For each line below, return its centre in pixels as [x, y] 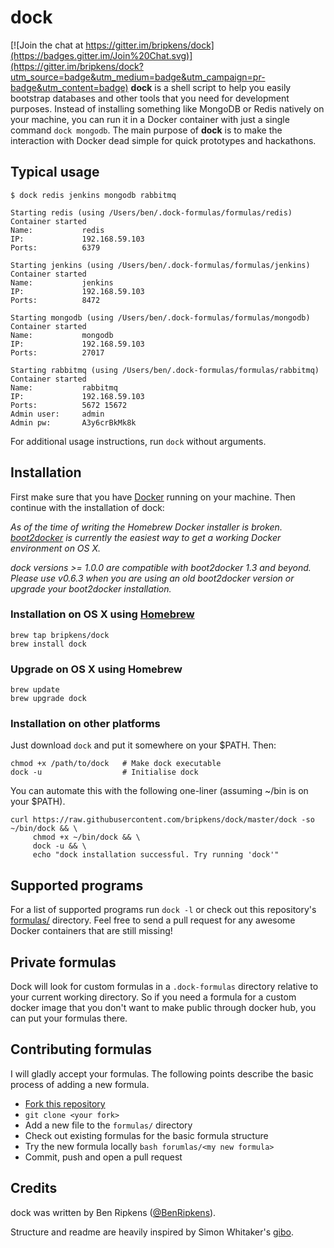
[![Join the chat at [47, 45]
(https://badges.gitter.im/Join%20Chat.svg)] [101, 55]
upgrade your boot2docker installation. [91, 588]
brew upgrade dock [48, 699]
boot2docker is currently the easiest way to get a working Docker [146, 537]
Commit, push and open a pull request [103, 1157]
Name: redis [57, 230]
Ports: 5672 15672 [69, 405]
